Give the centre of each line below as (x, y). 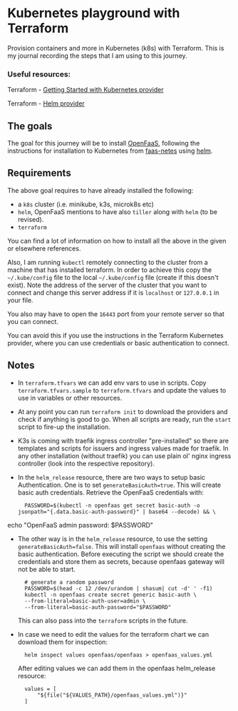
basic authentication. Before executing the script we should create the (121, 554)
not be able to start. (47, 569)
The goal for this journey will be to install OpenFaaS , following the (104, 143)
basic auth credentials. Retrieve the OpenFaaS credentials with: (111, 492)
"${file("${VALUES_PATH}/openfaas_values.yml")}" (112, 695)
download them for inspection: (63, 642)
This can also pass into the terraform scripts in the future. (103, 620)
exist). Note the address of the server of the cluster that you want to (107, 285)
